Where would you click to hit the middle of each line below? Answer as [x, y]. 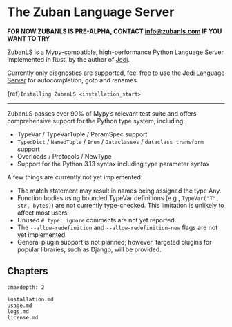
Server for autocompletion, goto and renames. [73, 80]
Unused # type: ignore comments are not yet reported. [97, 220]
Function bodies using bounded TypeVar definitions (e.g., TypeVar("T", [118, 197]
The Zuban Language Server [91, 12]
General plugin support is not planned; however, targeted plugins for [114, 242]
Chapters [28, 271]
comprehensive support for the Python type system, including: [96, 121]
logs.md [18, 311]
